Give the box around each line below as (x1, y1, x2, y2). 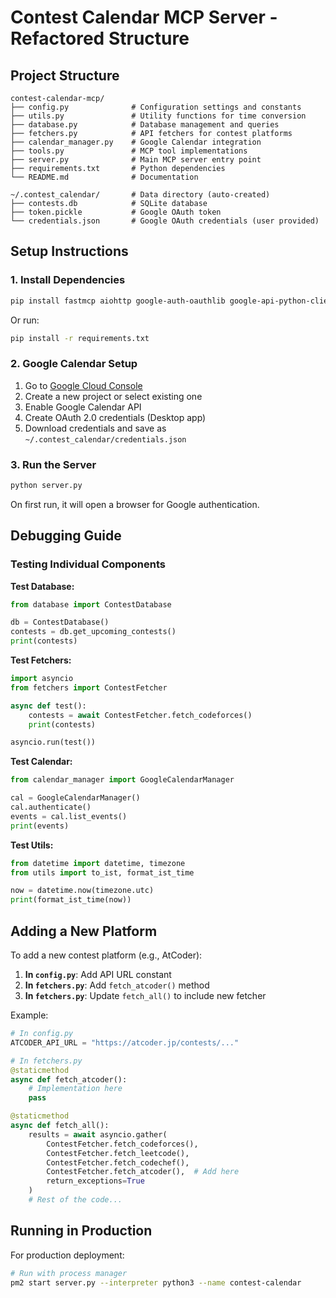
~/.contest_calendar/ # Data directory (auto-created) (10, 190, 271, 200)
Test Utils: (10, 839, 54, 851)
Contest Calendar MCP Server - (10, 6, 278, 29)
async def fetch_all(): (10, 1121, 110, 1131)
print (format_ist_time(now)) (10, 895, 132, 905)
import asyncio (10, 674, 74, 684)
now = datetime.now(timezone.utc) (10, 886, 155, 896)
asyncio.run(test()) (10, 737, 97, 748)
